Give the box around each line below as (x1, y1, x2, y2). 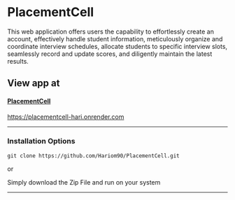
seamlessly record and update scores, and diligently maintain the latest (7, 50, 213, 58)
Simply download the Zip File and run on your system (7, 178, 161, 186)
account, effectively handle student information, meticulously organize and (7, 34, 223, 43)
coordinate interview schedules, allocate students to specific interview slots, (7, 42, 228, 50)
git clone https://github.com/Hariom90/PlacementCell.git (7, 152, 180, 159)
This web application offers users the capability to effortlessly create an (7, 27, 215, 36)
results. (7, 57, 29, 65)
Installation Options (7, 136, 76, 146)
